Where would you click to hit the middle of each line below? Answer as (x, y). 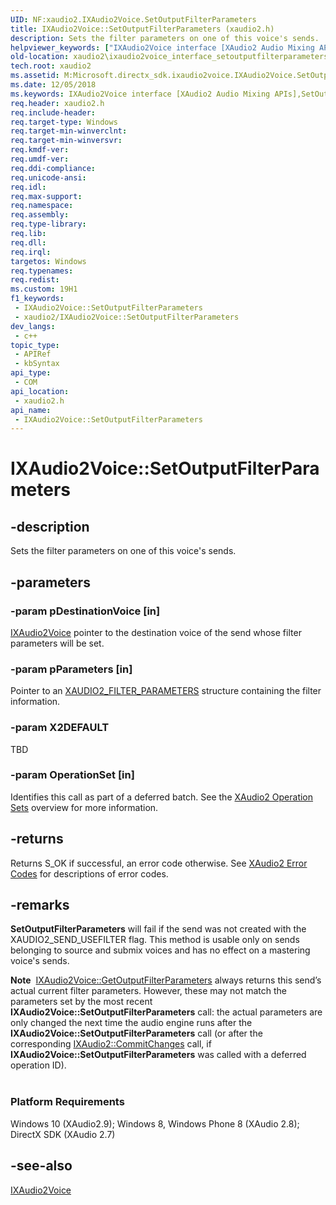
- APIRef (33, 354)
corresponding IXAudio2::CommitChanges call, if (111, 1044)
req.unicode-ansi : (48, 177)
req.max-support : (46, 196)
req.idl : (28, 187)
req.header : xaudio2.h (57, 103)
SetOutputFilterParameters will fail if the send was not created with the (158, 929)
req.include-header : (53, 112)
